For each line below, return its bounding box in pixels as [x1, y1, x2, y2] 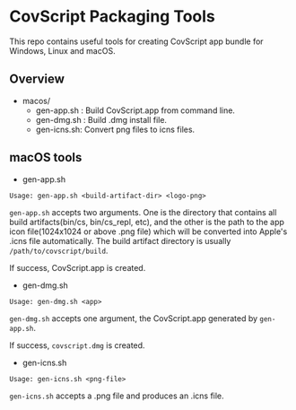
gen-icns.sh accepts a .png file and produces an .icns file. [9, 390, 224, 401]
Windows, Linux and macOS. [9, 45, 116, 56]
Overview [9, 72, 65, 87]
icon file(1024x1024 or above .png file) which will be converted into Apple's [9, 226, 288, 237]
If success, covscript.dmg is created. [9, 339, 145, 351]
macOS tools [9, 150, 83, 165]
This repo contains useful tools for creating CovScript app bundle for [9, 36, 264, 47]
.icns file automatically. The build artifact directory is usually [9, 235, 231, 246]
